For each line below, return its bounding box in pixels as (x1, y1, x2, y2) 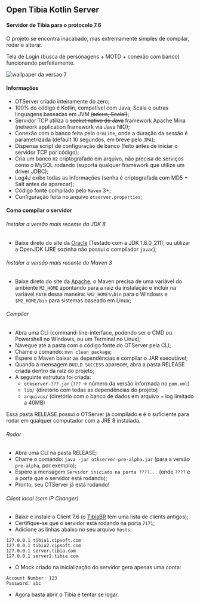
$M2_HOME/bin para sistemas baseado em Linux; (14, 296, 131, 304)
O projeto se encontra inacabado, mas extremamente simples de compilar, (6, 35, 190, 42)
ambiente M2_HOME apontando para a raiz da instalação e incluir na (14, 284, 177, 291)
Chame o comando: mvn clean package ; (14, 348, 112, 355)
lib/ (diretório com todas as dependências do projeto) (23, 386, 158, 393)
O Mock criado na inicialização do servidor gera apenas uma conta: (14, 564, 181, 571)
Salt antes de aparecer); (14, 180, 75, 187)
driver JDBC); (14, 168, 49, 175)
